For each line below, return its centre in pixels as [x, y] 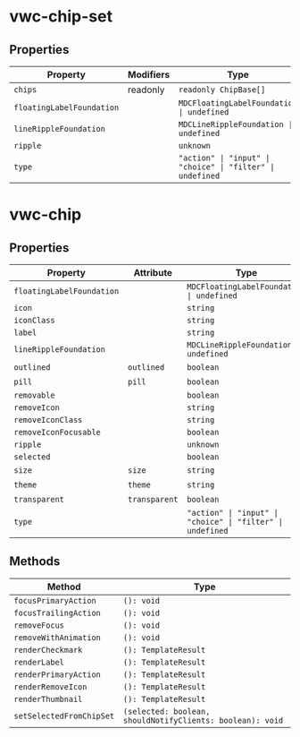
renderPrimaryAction [57, 674]
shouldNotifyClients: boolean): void [204, 720]
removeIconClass [48, 420]
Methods [35, 561]
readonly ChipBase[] [222, 90]
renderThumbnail [48, 699]
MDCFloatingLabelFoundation [238, 103]
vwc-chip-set [61, 17]
